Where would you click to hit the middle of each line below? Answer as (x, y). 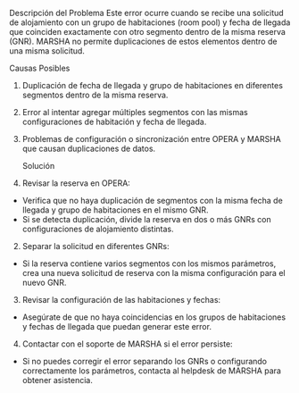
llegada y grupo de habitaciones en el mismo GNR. (115, 210)
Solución (38, 166)
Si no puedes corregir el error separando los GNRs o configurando (145, 361)
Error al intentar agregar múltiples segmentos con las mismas (135, 112)
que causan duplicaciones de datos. (89, 148)
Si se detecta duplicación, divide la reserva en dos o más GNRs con (146, 219)
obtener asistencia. (58, 380)
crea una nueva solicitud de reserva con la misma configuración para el (154, 273)
